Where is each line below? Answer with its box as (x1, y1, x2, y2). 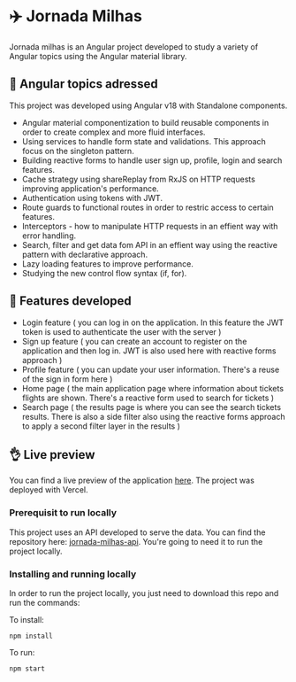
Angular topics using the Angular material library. (9, 50, 187, 61)
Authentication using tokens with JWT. (21, 192, 163, 203)
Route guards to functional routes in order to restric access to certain (21, 202, 274, 213)
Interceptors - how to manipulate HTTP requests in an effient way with (21, 221, 278, 231)
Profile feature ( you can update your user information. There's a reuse (21, 364, 280, 375)
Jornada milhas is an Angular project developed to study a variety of (9, 41, 259, 52)
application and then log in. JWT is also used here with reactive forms (21, 345, 277, 356)
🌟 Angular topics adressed (9, 76, 158, 92)
